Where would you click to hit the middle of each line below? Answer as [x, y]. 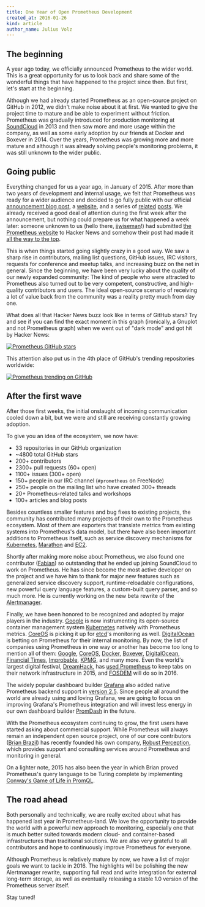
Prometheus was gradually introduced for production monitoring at [91, 120]
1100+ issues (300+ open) [48, 474]
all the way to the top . [34, 239]
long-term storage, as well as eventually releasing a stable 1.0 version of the [102, 879]
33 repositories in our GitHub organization [68, 448]
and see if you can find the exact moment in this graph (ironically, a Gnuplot [102, 321]
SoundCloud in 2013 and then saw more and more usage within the [91, 127]
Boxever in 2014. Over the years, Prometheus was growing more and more [100, 139]
